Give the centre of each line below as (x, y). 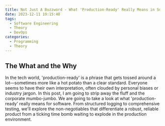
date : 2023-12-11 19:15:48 (33, 14)
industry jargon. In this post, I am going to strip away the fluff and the (75, 93)
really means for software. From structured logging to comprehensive (89, 104)
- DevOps (18, 32)
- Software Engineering (34, 23)
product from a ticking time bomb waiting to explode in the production (76, 114)
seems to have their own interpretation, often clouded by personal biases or (82, 88)
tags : (11, 19)
